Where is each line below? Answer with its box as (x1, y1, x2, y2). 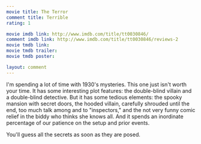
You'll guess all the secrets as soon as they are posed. (6, 131, 141, 138)
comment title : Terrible (6, 14, 68, 20)
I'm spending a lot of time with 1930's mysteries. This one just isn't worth (6, 81, 187, 88)
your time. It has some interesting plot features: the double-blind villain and (6, 87, 192, 94)
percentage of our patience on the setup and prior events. (6, 119, 150, 127)
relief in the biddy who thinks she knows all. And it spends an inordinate (6, 113, 184, 120)
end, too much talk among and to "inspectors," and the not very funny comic (6, 106, 196, 113)
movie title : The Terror (6, 8, 68, 15)
